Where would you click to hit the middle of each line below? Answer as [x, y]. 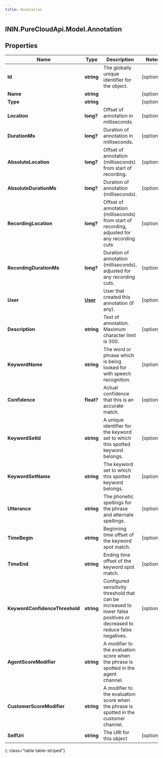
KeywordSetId [24, 438]
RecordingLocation [30, 223]
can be [111, 599]
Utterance [19, 508]
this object [115, 739]
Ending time [117, 555]
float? [91, 399]
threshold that [119, 593]
